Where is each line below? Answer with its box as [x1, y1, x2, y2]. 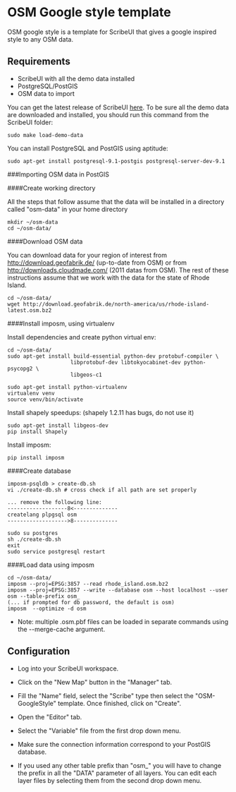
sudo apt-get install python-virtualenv [7, 383, 128, 390]
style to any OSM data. [7, 35, 74, 43]
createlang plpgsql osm [7, 511, 77, 518]
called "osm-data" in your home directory [7, 205, 128, 213]
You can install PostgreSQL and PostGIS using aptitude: [7, 144, 168, 152]
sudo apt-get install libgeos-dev [7, 421, 109, 429]
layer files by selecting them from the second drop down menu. [17, 776, 202, 784]
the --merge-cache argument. [17, 625, 106, 633]
